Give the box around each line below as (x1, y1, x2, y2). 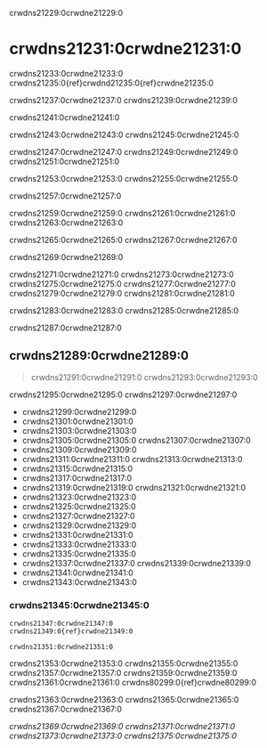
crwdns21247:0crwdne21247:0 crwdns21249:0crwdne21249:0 (9, 146, 239, 157)
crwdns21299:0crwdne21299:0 (21, 406, 137, 417)
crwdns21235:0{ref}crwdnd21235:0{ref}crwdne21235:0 (9, 77, 214, 88)
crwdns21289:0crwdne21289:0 (9, 348, 190, 363)
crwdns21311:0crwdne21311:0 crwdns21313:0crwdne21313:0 (21, 453, 243, 464)
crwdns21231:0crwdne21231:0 (9, 39, 242, 59)
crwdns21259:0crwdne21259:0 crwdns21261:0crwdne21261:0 (9, 207, 236, 218)
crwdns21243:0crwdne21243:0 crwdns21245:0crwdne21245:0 (9, 129, 239, 140)
